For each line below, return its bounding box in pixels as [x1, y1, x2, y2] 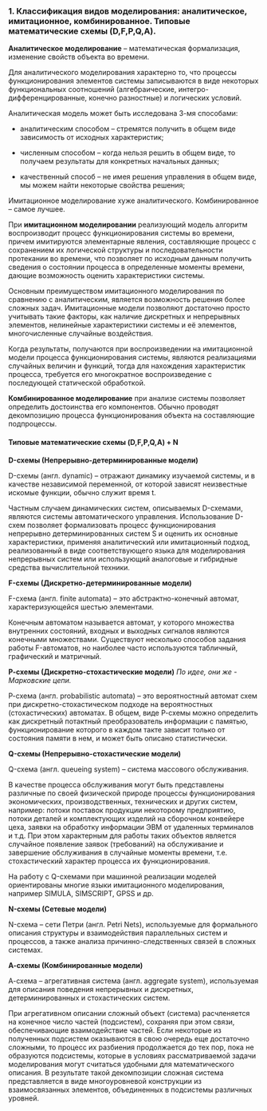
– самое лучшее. [8, 204, 65, 214]
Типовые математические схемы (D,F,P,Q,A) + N [8, 437, 179, 446]
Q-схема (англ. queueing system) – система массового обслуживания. [8, 764, 249, 774]
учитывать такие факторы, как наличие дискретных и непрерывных [8, 311, 241, 321]
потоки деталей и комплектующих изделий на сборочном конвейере [8, 813, 245, 823]
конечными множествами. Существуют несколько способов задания [8, 634, 246, 644]
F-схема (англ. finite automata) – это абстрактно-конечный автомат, [8, 593, 240, 603]
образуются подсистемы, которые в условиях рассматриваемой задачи [8, 1050, 257, 1060]
